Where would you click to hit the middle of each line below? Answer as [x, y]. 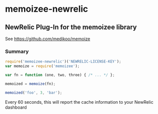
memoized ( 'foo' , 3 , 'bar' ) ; [34, 92]
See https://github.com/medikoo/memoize [48, 39]
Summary [17, 51]
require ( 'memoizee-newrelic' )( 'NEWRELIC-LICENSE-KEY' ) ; [63, 62]
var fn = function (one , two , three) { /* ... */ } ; [60, 75]
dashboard [16, 107]
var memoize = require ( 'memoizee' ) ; [42, 66]
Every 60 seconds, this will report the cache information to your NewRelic [79, 102]
